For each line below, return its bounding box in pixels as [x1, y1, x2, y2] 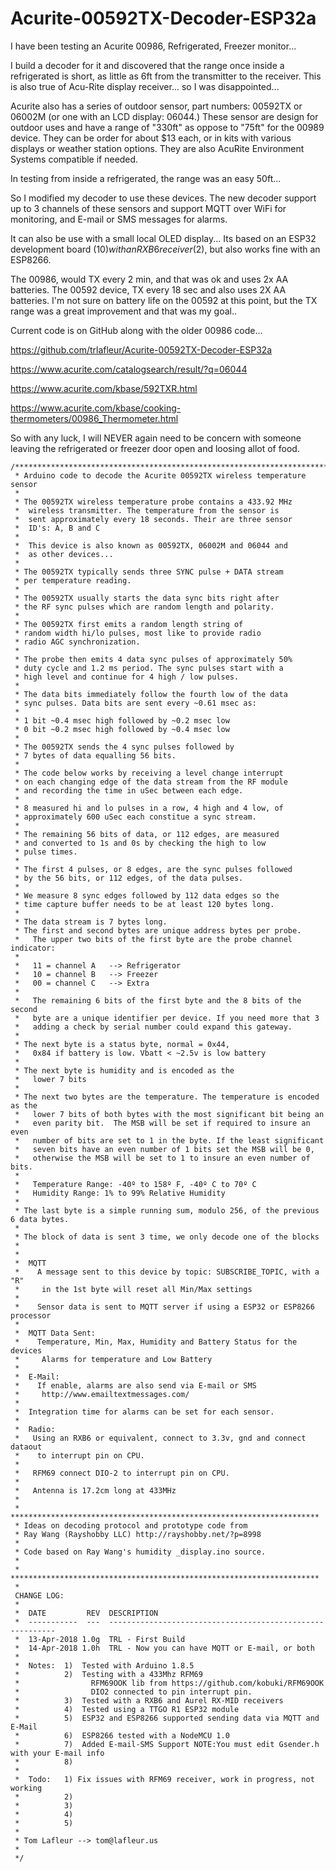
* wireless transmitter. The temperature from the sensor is [14, 505, 280, 516]
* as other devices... [14, 549, 114, 559]
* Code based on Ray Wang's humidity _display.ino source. [14, 1547, 267, 1557]
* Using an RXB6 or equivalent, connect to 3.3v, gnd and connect [14, 1433, 307, 1443]
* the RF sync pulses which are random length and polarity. [14, 602, 275, 612]
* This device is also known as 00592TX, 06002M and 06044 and [14, 540, 288, 551]
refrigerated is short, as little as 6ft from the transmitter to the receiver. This [10, 70, 322, 82]
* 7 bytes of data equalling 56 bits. [14, 750, 177, 761]
